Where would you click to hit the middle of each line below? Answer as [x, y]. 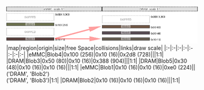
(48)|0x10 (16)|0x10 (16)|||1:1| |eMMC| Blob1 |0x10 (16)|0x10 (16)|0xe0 [92, 67]
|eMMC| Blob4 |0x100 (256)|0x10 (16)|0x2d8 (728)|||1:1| [95, 54]
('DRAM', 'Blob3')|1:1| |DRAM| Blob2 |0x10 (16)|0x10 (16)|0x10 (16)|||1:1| [93, 80]
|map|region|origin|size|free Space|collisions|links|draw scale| [85, 48]
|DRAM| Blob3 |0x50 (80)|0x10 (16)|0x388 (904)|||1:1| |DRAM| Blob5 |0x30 [97, 61]
